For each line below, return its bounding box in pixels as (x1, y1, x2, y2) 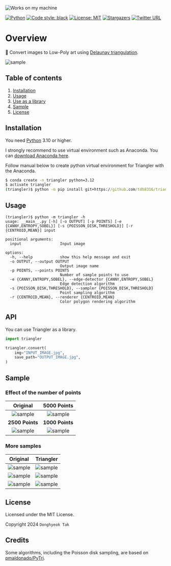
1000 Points (43, 419, 74, 426)
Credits (5, 536, 30, 545)
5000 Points (43, 402, 74, 409)
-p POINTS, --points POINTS (10, 268, 70, 273)
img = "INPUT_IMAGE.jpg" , (14, 350, 65, 355)
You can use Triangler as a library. (5, 326, 77, 333)
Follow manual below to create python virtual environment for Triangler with (5, 162, 164, 168)
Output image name (60, 263, 99, 269)
